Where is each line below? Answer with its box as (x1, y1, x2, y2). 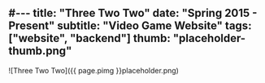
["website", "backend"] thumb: (8, 31, 171, 45)
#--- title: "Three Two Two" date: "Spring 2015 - (8, 6, 258, 20)
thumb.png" (8, 44, 72, 58)
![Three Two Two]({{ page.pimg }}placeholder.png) (8, 65, 179, 75)
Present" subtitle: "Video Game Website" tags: (8, 19, 252, 33)
